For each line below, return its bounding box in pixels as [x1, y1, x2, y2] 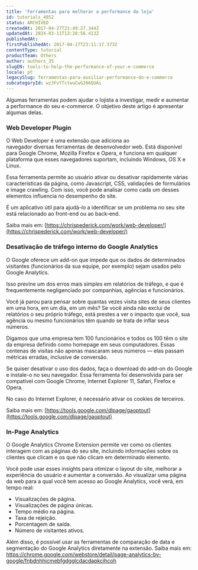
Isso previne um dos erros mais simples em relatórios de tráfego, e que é [6, 280, 184, 287]
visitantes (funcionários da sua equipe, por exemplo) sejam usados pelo [6, 263, 181, 270]
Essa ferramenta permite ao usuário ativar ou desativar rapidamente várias [6, 174, 188, 181]
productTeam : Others [6, 53, 57, 59]
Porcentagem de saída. [14, 520, 72, 527]
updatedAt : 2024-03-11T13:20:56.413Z [6, 31, 99, 37]
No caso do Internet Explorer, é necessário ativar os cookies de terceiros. [6, 395, 185, 402]
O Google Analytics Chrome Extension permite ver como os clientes [6, 441, 171, 448]
